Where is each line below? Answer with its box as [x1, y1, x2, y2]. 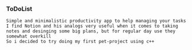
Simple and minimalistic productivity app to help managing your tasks [6, 18, 186, 24]
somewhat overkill [6, 34, 51, 39]
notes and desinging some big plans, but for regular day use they [6, 28, 176, 34]
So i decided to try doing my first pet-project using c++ [6, 39, 155, 45]
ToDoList [6, 5, 32, 13]
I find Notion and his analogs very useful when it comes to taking [6, 23, 178, 29]
